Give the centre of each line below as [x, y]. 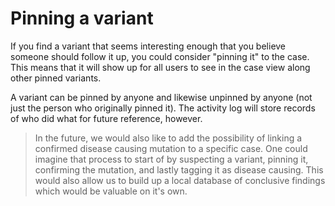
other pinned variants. [56, 78]
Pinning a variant [82, 18]
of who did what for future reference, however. [106, 118]
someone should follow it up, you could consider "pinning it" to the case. [160, 56]
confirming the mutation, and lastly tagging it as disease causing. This [179, 169]
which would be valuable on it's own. [111, 191]
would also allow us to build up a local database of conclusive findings [180, 180]
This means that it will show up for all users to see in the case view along [160, 67]
